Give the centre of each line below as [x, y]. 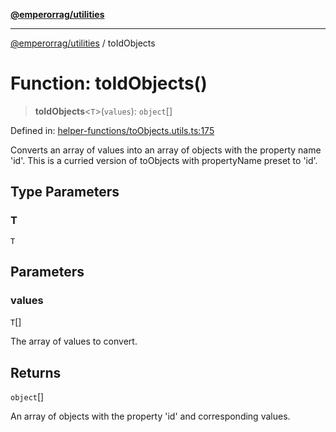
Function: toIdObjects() [109, 83]
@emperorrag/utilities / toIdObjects [83, 43]
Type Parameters [65, 192]
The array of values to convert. [74, 341]
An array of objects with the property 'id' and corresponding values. [150, 416]
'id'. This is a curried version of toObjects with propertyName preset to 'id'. [164, 160]
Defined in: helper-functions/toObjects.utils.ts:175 [112, 130]
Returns [36, 372]
